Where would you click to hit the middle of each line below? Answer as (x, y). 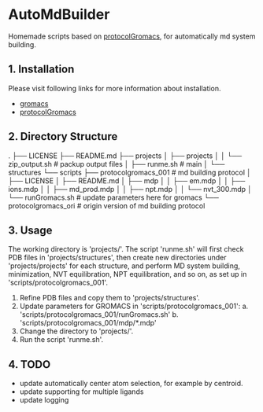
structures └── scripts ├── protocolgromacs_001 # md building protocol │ (130, 172)
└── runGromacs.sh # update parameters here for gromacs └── (113, 197)
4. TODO (30, 364)
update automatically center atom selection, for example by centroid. (131, 384)
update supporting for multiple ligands (81, 392)
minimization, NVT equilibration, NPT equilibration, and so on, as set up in (128, 274)
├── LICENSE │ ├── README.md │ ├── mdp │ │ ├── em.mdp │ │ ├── (127, 180)
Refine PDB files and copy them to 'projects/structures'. (110, 298)
